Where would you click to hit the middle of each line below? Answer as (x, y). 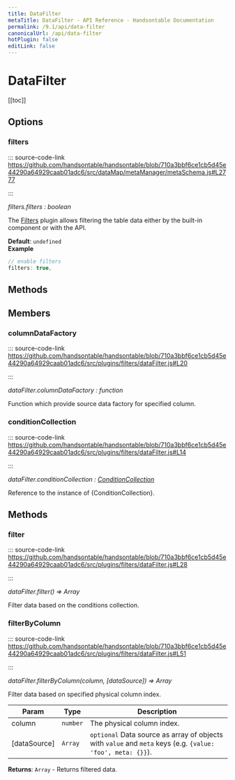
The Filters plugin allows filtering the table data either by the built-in (105, 220)
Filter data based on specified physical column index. (84, 694)
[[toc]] (17, 100)
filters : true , (30, 268)
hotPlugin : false (33, 40)
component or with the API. (47, 227)
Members (29, 313)
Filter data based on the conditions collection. (74, 605)
